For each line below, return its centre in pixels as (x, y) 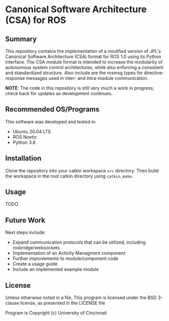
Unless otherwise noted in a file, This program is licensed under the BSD (81, 298)
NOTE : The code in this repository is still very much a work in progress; (80, 88)
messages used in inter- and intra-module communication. (87, 78)
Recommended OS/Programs (53, 110)
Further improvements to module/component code (65, 258)
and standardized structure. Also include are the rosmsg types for (74, 73)
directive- (154, 73)
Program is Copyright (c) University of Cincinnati (56, 313)
